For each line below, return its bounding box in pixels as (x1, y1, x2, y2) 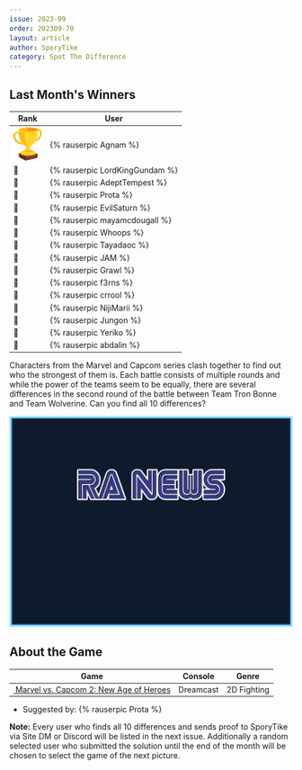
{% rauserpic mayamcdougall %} (49, 214, 173, 225)
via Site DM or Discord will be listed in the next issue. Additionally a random (9, 731, 289, 742)
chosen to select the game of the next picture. (9, 750, 181, 761)
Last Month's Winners (9, 86, 137, 103)
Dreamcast (178, 684, 219, 694)
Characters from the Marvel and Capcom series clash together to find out (9, 360, 281, 371)
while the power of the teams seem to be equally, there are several (9, 379, 256, 389)
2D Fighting (226, 684, 270, 694)
